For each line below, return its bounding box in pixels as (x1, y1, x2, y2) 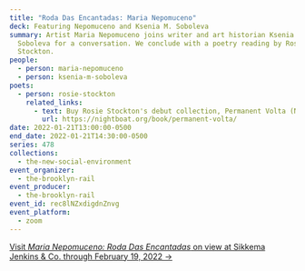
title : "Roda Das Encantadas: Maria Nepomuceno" (9, 13, 197, 23)
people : (9, 55, 39, 65)
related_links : (25, 97, 84, 107)
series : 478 (9, 140, 54, 149)
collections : (9, 148, 59, 157)
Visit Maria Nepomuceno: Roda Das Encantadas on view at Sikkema (9, 241, 266, 252)
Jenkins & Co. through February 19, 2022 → (9, 251, 172, 262)
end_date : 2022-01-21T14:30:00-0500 (9, 132, 148, 141)
